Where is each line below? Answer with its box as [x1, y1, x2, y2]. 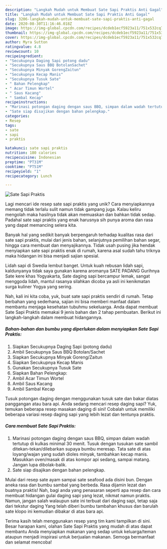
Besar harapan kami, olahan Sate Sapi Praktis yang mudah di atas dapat [5, 523, 153, 530]
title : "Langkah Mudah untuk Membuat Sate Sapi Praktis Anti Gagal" [5, 12, 150, 17]
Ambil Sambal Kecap [12, 386, 55, 392]
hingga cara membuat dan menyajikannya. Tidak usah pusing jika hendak [5, 242, 156, 249]
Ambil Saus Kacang [12, 381, 53, 387]
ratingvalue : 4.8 [5, 44, 41, 49]
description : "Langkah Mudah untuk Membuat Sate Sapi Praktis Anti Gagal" [5, 7, 164, 12]
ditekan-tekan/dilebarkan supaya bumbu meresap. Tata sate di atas [12, 446, 151, 452]
